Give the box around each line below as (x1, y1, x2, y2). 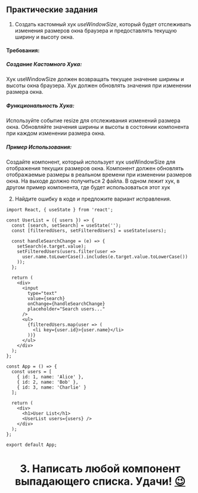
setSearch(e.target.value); (17, 244, 86, 249)
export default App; (6, 442, 58, 448)
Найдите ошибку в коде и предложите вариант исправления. (14, 195, 172, 202)
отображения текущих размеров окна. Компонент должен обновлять (6, 165, 184, 172)
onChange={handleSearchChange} (27, 301, 106, 307)
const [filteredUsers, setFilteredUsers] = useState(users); (11, 228, 167, 234)
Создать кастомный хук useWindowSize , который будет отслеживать (14, 20, 192, 27)
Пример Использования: (6, 143, 72, 150)
